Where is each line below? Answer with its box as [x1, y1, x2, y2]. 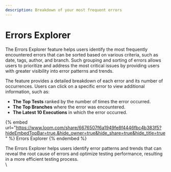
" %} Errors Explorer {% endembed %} [5, 135, 87, 141]
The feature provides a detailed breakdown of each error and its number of [5, 77, 163, 84]
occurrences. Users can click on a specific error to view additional [5, 83, 145, 89]
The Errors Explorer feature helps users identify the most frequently [5, 46, 148, 52]
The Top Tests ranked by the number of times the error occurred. [12, 98, 151, 104]
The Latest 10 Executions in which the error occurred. [12, 109, 128, 115]
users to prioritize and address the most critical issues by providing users [5, 62, 160, 69]
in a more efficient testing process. [5, 156, 79, 162]
